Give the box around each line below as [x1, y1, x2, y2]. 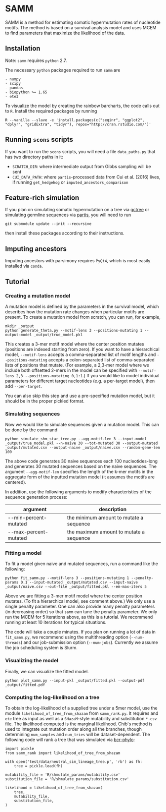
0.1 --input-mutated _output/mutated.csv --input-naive [20, 580, 138, 585]
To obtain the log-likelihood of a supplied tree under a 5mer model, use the [5, 705, 158, 711]
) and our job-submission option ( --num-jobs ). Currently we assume [20, 639, 158, 645]
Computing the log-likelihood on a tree [5, 694, 100, 700]
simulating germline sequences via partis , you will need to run [5, 212, 131, 218]
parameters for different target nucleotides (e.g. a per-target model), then [5, 378, 155, 384]
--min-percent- [7, 514, 47, 521]
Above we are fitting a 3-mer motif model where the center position [5, 593, 142, 599]
